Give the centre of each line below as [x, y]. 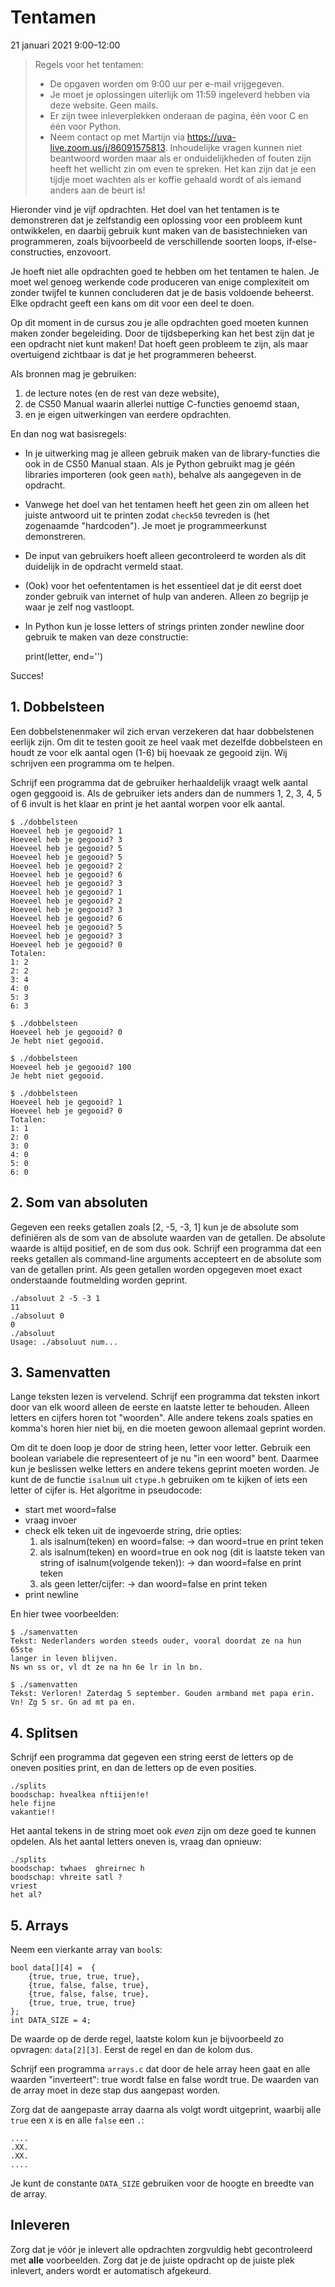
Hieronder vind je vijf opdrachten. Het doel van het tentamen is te [145, 209]
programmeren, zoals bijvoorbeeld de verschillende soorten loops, [147, 241]
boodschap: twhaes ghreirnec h [77, 1869]
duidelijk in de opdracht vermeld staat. [104, 566]
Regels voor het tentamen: [89, 64]
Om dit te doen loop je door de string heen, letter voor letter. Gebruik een [161, 1448]
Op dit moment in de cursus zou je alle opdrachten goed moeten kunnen [159, 322]
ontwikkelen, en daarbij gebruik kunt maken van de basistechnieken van [159, 230]
